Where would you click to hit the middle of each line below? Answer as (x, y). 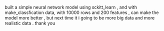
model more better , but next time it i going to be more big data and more (80, 18)
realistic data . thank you (30, 23)
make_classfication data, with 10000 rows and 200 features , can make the (82, 12)
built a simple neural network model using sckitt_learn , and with (71, 7)
